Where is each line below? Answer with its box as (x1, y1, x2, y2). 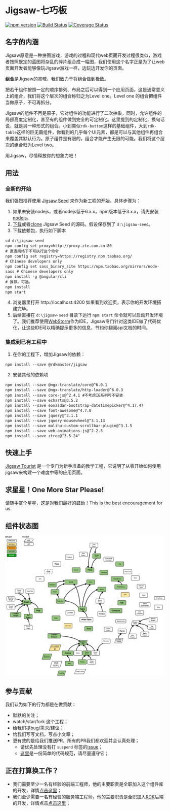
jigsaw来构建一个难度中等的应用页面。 (5, 469, 86, 475)
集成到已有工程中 (5, 339, 47, 346)
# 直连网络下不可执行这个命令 (5, 249, 59, 254)
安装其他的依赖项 (12, 371, 49, 377)
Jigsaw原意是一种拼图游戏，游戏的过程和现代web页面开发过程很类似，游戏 (5, 52, 162, 58)
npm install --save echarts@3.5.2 (5, 398, 78, 403)
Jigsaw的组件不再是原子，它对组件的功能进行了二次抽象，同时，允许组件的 (5, 110, 162, 116)
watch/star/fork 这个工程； (12, 718, 68, 724)
